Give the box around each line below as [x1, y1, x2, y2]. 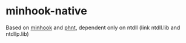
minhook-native [5, 4, 87, 18]
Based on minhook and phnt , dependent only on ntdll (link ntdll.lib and [5, 24, 181, 31]
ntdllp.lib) [5, 30, 29, 37]
